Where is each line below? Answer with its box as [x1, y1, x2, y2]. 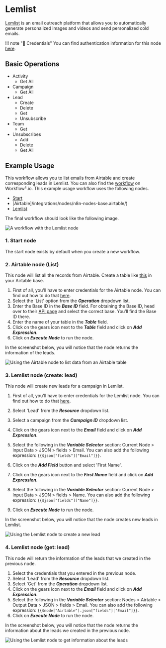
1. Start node [5, 237, 36, 244]
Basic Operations [5, 60, 60, 68]
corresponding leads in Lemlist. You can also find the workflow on [5, 180, 141, 186]
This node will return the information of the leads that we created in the [5, 555, 151, 561]
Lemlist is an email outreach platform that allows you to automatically [5, 20, 147, 26]
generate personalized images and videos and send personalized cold [5, 25, 149, 31]
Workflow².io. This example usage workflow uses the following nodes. [5, 185, 149, 191]
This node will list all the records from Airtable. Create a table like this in [5, 272, 152, 278]
